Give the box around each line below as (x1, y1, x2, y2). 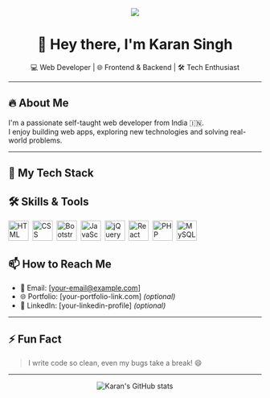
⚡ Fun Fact (8, 333, 62, 346)
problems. (28, 135, 63, 145)
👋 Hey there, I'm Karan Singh (37, 35, 233, 54)
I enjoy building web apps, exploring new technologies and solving (8, 126, 229, 136)
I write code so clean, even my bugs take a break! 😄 (27, 358, 202, 367)
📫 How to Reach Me (8, 258, 112, 272)
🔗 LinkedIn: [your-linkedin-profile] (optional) (19, 301, 166, 310)
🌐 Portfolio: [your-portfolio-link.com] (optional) (19, 291, 176, 301)
